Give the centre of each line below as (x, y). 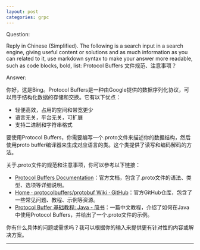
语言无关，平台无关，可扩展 (49, 117)
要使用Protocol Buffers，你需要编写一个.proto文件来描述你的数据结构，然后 (99, 137)
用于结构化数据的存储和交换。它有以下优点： (66, 97)
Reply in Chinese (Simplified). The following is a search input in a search (95, 46)
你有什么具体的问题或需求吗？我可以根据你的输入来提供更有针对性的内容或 (97, 227)
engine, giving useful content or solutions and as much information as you (97, 52)
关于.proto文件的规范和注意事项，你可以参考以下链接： (74, 165)
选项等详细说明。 (46, 185)
